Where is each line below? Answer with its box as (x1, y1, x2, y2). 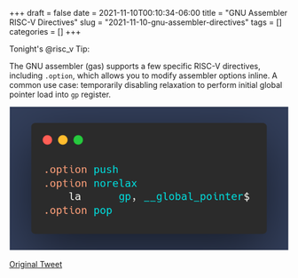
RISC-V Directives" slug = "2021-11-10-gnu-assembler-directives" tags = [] (9, 17, 282, 28)
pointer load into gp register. (9, 89, 112, 99)
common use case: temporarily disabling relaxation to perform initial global (9, 80, 283, 90)
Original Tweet (9, 259, 63, 270)
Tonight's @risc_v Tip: (9, 44, 90, 54)
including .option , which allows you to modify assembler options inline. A (9, 70, 278, 81)
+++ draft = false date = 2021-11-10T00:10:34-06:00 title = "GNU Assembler (9, 8, 288, 18)
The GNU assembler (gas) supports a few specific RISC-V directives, (9, 61, 261, 71)
